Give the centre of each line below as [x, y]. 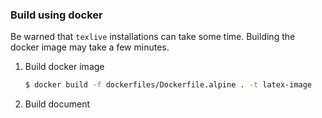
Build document [57, 104]
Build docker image [64, 67]
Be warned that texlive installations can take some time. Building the [153, 37]
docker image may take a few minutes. [90, 47]
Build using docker [56, 15]
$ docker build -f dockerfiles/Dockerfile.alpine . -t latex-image [168, 85]
